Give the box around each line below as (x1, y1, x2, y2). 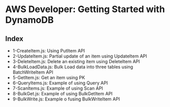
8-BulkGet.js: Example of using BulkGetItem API (12, 91, 113, 96)
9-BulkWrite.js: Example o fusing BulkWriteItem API (12, 96, 120, 102)
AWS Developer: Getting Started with (5, 4, 165, 15)
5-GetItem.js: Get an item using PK (12, 75, 85, 80)
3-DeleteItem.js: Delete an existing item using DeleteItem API (12, 59, 140, 64)
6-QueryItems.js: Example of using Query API (12, 80, 108, 86)
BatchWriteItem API (12, 69, 53, 75)
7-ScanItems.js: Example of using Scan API (12, 85, 103, 91)
